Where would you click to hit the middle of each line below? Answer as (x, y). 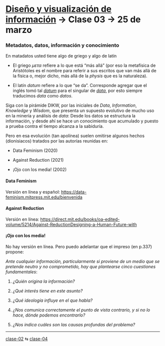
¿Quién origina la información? (44, 282)
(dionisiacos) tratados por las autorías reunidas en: (57, 141)
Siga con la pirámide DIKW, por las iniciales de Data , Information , (71, 105)
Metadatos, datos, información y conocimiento (62, 45)
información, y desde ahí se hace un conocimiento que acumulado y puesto (82, 121)
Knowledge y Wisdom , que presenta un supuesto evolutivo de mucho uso (80, 111)
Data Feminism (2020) (35, 150)
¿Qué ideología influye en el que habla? (52, 300)
